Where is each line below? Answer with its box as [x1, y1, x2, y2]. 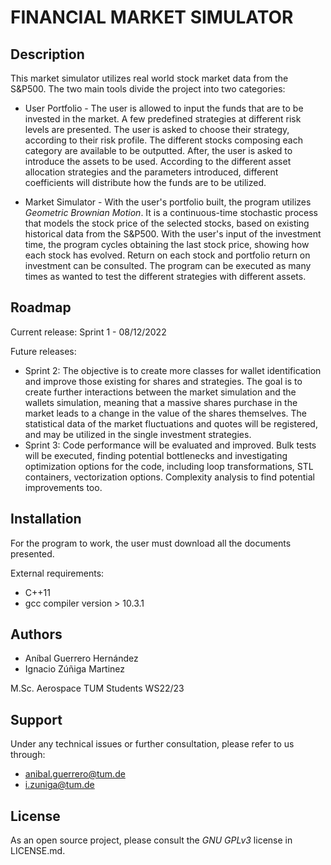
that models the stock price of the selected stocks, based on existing [24, 217, 310, 229]
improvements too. [24, 481, 103, 493]
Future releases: [10, 345, 77, 357]
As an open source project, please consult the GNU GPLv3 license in [10, 834, 293, 846]
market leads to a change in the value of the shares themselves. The [24, 407, 307, 419]
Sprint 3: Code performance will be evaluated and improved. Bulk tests [24, 439, 317, 451]
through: [10, 749, 46, 761]
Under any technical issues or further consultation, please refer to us [10, 738, 295, 750]
